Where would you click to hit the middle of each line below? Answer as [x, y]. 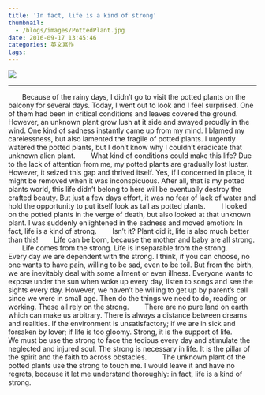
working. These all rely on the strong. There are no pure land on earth [128, 307]
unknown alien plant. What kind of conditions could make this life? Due [130, 156]
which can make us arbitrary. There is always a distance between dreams [128, 315]
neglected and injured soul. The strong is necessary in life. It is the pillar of [129, 349]
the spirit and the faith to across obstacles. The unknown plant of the [127, 357]
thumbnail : [26, 23]
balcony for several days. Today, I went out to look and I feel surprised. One [131, 105]
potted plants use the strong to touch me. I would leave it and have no [121, 365]
